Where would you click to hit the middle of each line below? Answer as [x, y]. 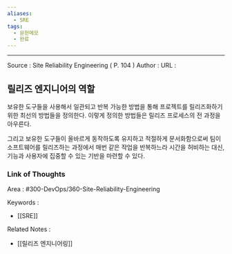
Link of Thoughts [36, 174]
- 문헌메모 [26, 33]
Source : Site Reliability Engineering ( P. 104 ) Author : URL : [92, 66]
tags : [15, 26]
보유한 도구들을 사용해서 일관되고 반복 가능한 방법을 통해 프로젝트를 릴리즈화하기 [115, 106]
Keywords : [23, 203]
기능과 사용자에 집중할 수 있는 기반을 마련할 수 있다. [76, 155]
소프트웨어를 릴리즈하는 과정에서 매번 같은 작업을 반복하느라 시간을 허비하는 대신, [116, 147]
